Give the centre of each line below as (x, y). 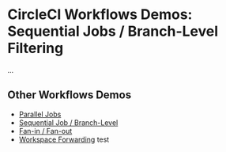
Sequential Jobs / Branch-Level (113, 31)
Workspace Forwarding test (64, 139)
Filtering (36, 48)
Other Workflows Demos (70, 95)
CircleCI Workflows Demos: (100, 15)
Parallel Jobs (40, 114)
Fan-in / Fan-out (45, 131)
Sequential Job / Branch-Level (68, 122)
